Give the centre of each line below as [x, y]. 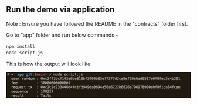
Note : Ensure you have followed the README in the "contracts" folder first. [97, 23]
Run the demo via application [60, 10]
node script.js [25, 53]
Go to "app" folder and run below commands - [62, 35]
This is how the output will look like [48, 64]
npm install [21, 46]
